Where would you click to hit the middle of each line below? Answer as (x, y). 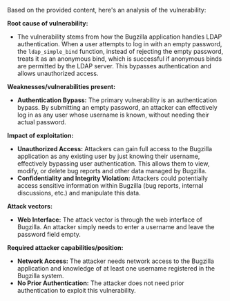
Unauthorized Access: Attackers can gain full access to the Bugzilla (115, 149)
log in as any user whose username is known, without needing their (113, 115)
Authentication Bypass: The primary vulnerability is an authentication (117, 100)
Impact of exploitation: (40, 135)
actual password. (42, 122)
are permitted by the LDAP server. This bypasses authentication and (114, 66)
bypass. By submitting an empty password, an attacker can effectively (117, 107)
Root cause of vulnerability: (48, 23)
